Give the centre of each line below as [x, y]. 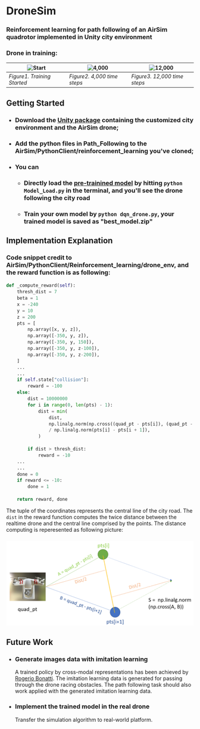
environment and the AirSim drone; [67, 128]
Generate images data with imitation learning [81, 659]
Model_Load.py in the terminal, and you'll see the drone [103, 190]
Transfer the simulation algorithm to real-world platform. [84, 719]
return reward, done [42, 500]
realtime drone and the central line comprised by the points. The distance [96, 523]
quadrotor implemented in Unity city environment [79, 37]
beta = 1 [28, 298]
